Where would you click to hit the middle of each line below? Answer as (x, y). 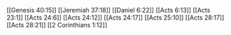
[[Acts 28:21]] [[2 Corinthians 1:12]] (57, 25)
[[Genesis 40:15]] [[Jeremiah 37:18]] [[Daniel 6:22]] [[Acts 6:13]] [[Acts (108, 10)
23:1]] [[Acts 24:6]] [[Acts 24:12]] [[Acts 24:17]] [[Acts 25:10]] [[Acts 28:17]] (115, 17)
